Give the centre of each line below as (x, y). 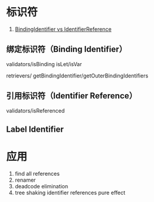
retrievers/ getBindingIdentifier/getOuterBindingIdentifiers (77, 76)
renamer (25, 180)
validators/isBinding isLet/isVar (44, 64)
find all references (37, 173)
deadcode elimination (41, 186)
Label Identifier (35, 129)
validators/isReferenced (36, 110)
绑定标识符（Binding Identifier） (67, 49)
